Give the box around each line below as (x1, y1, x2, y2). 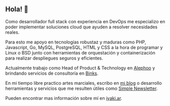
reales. (5, 29, 20, 35)
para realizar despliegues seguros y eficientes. (5, 55, 103, 61)
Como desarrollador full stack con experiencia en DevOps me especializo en (5, 18, 165, 24)
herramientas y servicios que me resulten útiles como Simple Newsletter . (5, 85, 158, 91)
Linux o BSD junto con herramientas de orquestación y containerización (5, 49, 156, 56)
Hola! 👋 (5, 5, 29, 14)
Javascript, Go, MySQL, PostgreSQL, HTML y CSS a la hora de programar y (5, 44, 163, 50)
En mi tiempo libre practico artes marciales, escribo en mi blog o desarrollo (5, 80, 162, 86)
